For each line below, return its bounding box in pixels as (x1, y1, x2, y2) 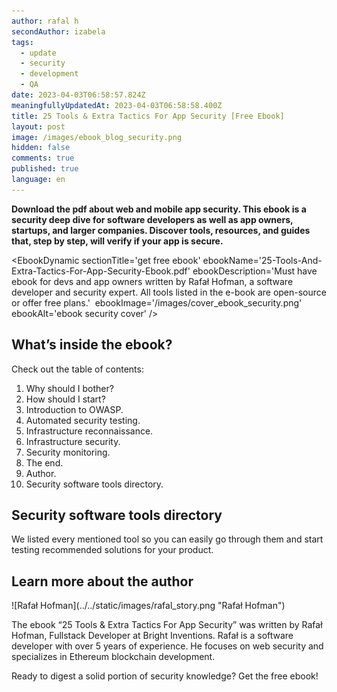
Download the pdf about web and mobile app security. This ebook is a (11, 203, 307, 215)
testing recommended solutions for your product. (11, 544, 214, 556)
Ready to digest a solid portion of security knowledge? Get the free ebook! (11, 670, 319, 682)
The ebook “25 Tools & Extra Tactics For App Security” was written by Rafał (11, 619, 323, 631)
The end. (25, 456, 64, 469)
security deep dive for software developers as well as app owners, (11, 213, 294, 225)
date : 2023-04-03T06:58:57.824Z (11, 90, 146, 100)
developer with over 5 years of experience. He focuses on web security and (11, 640, 324, 652)
